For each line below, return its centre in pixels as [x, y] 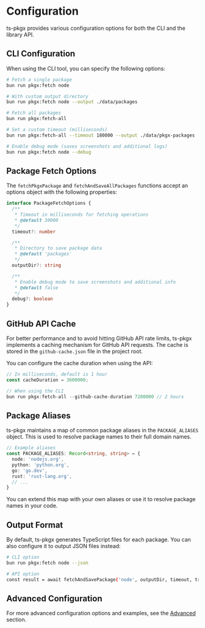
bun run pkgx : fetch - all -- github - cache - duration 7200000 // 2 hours [95, 397]
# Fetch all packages [34, 113]
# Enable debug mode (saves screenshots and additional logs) [87, 146]
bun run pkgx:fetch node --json [47, 563]
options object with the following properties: [62, 192]
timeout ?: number [34, 232]
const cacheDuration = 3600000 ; [47, 380]
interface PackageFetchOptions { [49, 203]
